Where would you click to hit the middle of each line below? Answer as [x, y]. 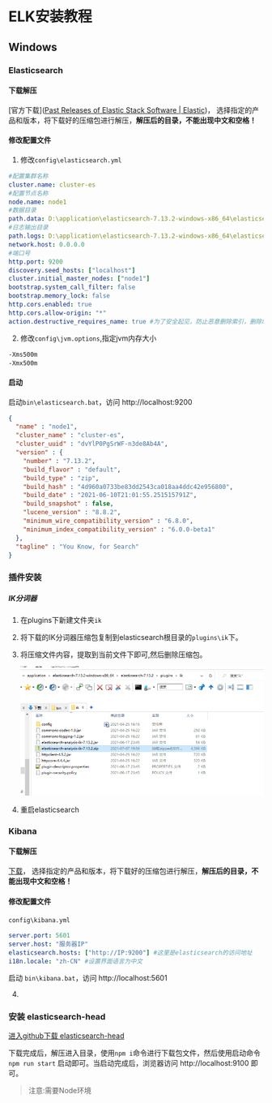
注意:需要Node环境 [59, 1091]
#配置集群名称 [28, 176]
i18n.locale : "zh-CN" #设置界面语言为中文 [76, 961]
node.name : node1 [38, 202]
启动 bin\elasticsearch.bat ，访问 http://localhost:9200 [100, 401]
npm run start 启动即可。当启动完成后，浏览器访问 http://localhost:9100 [129, 1063]
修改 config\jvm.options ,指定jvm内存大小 [88, 338]
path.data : [27, 219]
